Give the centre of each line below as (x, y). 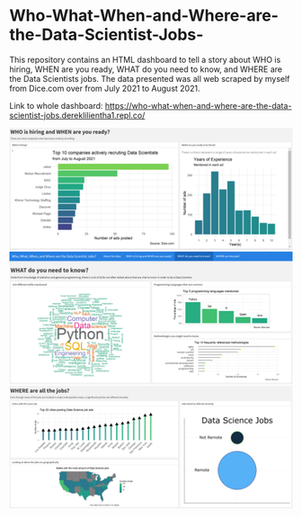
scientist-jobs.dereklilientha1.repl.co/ (77, 115)
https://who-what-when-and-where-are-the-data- (198, 105)
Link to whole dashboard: (56, 105)
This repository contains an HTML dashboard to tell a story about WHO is (145, 59)
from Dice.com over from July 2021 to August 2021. (105, 88)
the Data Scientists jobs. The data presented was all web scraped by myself (150, 78)
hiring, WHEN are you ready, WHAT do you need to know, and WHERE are (146, 69)
